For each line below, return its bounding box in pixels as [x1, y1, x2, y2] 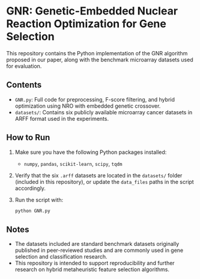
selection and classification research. [14, 253, 108, 260]
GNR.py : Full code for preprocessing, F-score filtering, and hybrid [14, 96, 175, 103]
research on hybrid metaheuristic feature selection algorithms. [14, 266, 170, 273]
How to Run [6, 132, 50, 143]
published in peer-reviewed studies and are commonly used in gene [14, 247, 184, 254]
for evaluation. [6, 62, 42, 70]
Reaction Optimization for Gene [6, 17, 166, 31]
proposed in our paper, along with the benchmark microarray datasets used [6, 56, 193, 63]
